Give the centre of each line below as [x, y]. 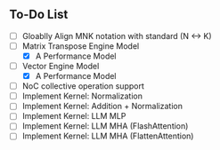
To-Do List [39, 15]
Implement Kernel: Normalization [82, 96]
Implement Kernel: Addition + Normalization [102, 107]
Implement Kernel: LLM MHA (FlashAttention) [105, 126]
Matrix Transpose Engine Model [81, 46]
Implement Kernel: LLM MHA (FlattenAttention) [108, 136]
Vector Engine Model [61, 66]
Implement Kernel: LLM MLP [74, 116]
